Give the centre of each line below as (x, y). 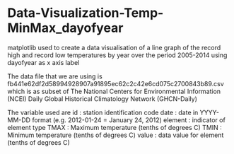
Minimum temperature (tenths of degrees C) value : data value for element (116, 135)
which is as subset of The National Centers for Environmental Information (114, 91)
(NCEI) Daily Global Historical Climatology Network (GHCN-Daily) (103, 99)
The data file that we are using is (55, 76)
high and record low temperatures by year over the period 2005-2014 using (117, 55)
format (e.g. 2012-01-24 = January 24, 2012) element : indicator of (129, 120)
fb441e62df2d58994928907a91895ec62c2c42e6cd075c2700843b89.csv (116, 83)
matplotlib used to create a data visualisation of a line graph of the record (114, 47)
